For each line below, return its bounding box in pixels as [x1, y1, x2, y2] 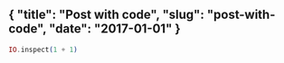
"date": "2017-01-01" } [48, 22, 182, 37]
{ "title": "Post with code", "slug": [8, 7, 204, 22]
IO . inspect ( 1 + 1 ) [8, 45, 78, 54]
